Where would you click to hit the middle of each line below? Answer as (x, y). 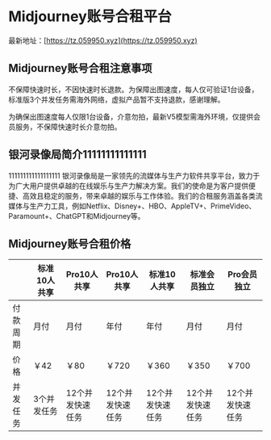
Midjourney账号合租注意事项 (80, 68)
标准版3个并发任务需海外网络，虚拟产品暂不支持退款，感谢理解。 (117, 99)
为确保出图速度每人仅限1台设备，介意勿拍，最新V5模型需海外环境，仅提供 (131, 116)
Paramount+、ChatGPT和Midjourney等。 (77, 216)
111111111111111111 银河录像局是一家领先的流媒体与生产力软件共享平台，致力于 (134, 175)
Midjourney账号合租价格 (70, 243)
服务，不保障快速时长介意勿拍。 (68, 127)
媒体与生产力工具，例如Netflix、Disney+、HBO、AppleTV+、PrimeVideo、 (132, 206)
